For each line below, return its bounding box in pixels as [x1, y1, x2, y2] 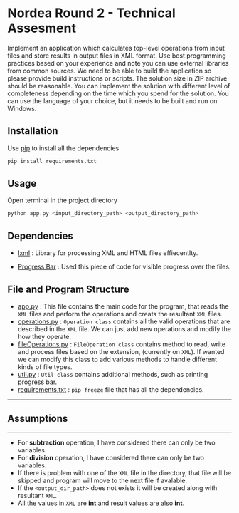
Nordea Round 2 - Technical [7, 5, 176, 21]
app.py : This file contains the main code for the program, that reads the [17, 301, 229, 311]
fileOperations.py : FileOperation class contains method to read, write [17, 340, 226, 348]
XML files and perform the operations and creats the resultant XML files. [17, 309, 223, 318]
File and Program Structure [7, 283, 129, 295]
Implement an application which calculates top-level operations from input [7, 43, 225, 52]
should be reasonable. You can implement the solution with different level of [7, 81, 230, 90]
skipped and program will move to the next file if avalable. [17, 476, 187, 484]
